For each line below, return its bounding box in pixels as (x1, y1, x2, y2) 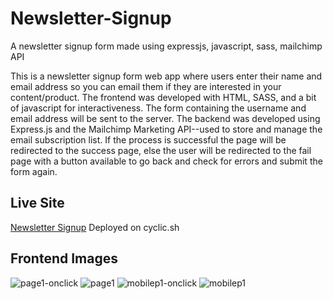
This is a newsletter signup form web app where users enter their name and (10, 70, 323, 82)
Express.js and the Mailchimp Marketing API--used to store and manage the (10, 123, 323, 135)
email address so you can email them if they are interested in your (10, 80, 282, 92)
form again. (10, 165, 58, 177)
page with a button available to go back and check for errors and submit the (10, 155, 323, 167)
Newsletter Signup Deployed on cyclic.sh (10, 221, 180, 233)
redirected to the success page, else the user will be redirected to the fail (10, 144, 312, 156)
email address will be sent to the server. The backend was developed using (10, 112, 321, 124)
